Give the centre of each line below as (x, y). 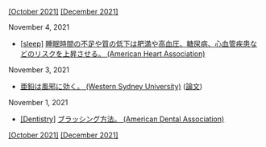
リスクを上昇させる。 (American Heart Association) (120, 54)
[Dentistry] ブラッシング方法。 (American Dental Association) (122, 119)
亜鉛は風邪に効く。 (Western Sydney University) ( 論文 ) (111, 86)
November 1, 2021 (38, 102)
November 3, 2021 (39, 70)
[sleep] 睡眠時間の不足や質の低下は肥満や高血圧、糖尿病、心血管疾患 (135, 44)
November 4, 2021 (39, 27)
